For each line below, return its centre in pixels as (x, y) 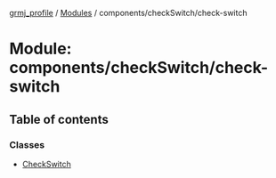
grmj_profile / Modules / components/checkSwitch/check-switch (128, 13)
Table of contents (59, 119)
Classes (27, 144)
